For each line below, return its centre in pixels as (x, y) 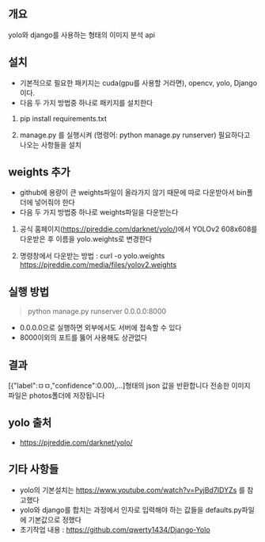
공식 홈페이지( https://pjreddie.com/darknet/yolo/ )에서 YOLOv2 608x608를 (138, 229)
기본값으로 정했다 (55, 519)
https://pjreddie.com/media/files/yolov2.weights (98, 265)
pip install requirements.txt (63, 118)
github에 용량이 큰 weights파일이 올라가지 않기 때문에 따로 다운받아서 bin (133, 193)
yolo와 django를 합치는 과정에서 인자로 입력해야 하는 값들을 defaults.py (131, 510)
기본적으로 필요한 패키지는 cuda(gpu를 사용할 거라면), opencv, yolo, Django (138, 82)
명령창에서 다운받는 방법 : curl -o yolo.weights (92, 256)
